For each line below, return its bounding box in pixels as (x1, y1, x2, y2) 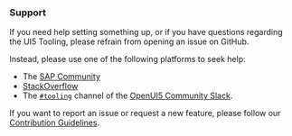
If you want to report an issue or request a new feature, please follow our (9, 108, 281, 119)
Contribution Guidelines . (9, 117, 100, 128)
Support (9, 6, 47, 19)
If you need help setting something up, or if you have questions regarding (9, 27, 283, 38)
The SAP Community (22, 71, 101, 82)
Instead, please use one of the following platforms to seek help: (9, 54, 246, 65)
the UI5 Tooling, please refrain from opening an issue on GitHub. (9, 36, 250, 47)
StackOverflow (22, 81, 79, 92)
